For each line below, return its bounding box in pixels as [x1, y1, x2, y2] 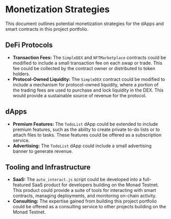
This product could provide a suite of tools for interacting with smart [12, 187, 157, 193]
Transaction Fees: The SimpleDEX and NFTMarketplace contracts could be [12, 54, 166, 60]
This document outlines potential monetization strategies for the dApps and [5, 20, 164, 27]
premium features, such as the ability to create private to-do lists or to [12, 126, 160, 133]
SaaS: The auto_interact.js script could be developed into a [12, 177, 142, 183]
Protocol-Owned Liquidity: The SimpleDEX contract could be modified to [12, 76, 165, 82]
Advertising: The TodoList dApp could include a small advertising [12, 142, 152, 149]
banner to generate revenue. [12, 148, 73, 154]
